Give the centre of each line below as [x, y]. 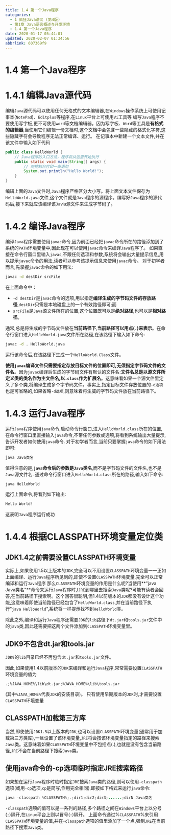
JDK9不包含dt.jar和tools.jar [50, 644]
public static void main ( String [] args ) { [60, 161]
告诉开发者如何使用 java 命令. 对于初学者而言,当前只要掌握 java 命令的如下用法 [86, 441]
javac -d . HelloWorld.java [35, 344]
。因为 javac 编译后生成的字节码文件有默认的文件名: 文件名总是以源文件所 [90, 372]
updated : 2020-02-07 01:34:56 [38, 39]
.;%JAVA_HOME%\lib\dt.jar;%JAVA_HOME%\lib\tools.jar [63, 684]
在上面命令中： [21, 287]
